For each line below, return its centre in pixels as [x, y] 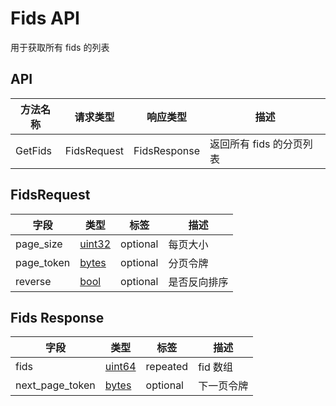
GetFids [34, 150]
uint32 [95, 244]
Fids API [45, 18]
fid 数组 [216, 367]
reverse [33, 281]
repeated [167, 367]
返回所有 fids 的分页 [256, 144]
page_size [39, 244]
